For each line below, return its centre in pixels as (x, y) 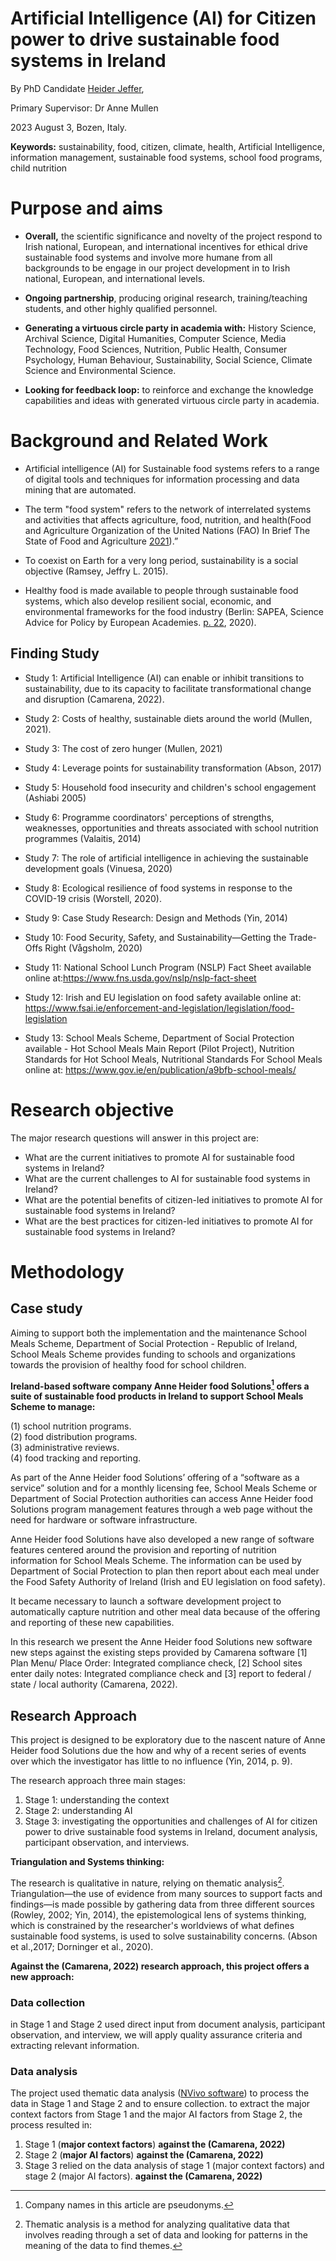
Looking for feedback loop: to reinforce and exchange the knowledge (169, 389)
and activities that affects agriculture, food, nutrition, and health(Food (168, 519)
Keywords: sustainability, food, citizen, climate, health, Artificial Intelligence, (167, 146)
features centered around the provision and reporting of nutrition (143, 1550)
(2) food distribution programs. (74, 1437)
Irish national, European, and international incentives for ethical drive (166, 246)
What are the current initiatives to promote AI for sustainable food (159, 1157)
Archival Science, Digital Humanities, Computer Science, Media (155, 338)
